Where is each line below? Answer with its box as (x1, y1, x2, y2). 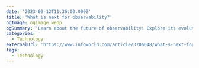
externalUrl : (6, 42, 38, 48)
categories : (6, 31, 36, 37)
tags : (6, 47, 20, 53)
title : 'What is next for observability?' (6, 14, 113, 20)
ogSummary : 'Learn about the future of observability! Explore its (6, 25, 176, 31)
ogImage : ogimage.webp (6, 20, 62, 25)
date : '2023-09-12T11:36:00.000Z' (6, 8, 92, 15)
